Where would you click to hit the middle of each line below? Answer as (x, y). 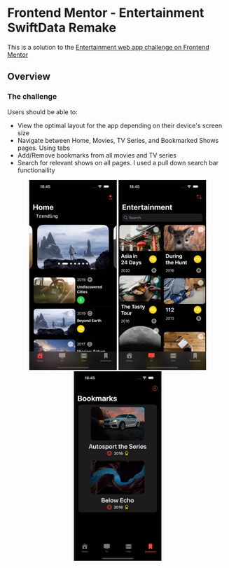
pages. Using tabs (43, 148)
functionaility (36, 170)
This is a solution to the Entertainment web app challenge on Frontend (108, 47)
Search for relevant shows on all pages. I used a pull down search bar (118, 162)
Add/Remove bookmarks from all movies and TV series (97, 155)
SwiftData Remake (62, 28)
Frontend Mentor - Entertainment (106, 13)
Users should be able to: (43, 112)
